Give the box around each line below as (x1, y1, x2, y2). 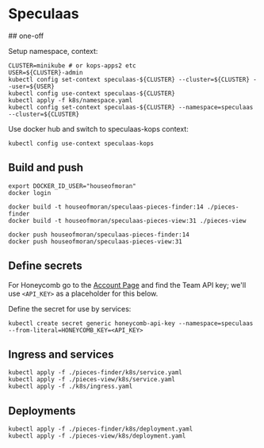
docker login (8, 189, 52, 197)
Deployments (8, 404, 76, 417)
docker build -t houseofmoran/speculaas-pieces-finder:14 (8, 203, 204, 211)
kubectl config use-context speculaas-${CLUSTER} (8, 89, 176, 98)
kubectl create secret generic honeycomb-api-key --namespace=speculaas (8, 319, 254, 327)
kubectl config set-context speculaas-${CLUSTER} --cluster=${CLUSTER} (8, 75, 250, 83)
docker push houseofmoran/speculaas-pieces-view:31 (8, 237, 182, 246)
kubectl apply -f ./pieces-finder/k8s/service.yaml (8, 369, 182, 377)
